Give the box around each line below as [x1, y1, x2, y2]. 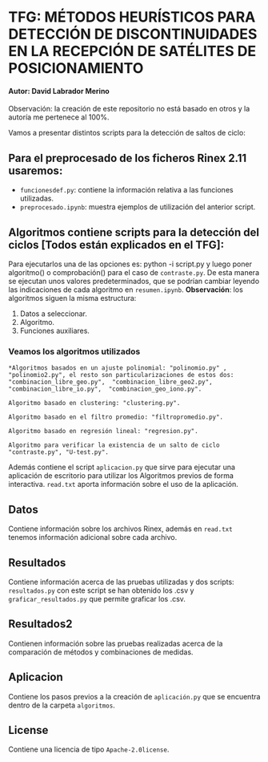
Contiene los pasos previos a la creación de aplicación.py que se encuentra [8, 691, 261, 701]
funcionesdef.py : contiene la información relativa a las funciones [19, 185, 234, 195]
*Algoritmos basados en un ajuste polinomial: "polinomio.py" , [8, 364, 227, 372]
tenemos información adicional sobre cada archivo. [8, 533, 178, 542]
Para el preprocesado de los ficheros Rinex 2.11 [8, 151, 247, 164]
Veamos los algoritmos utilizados [8, 346, 141, 357]
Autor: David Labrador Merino [8, 86, 110, 95]
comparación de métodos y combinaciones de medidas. [8, 646, 194, 657]
